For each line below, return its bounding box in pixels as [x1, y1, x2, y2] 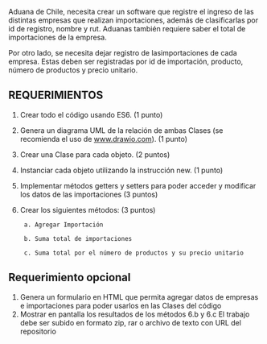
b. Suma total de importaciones [23, 234, 133, 242]
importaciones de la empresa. [8, 32, 107, 42]
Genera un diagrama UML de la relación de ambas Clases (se [19, 125, 224, 135]
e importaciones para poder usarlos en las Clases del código [19, 300, 222, 310]
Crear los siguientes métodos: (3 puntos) [19, 205, 156, 214]
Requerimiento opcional [8, 271, 131, 284]
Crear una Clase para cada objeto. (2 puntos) [19, 149, 170, 160]
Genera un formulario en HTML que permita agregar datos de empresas [19, 292, 259, 301]
